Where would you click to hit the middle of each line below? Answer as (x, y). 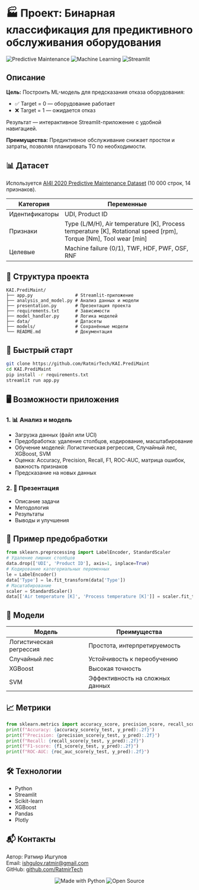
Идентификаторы (34, 214)
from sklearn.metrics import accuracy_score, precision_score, (86, 724)
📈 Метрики (29, 707)
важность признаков (41, 466)
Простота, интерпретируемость (134, 646)
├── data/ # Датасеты (54, 321)
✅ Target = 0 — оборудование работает (65, 103)
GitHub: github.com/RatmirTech (44, 869)
